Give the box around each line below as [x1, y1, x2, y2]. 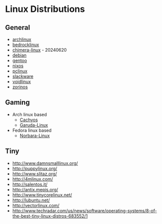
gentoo [12, 58, 27, 63]
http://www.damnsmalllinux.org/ [12, 160, 78, 166]
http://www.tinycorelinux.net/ [12, 192, 72, 198]
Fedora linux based [12, 127, 52, 133]
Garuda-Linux [19, 122, 48, 128]
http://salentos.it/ [12, 181, 48, 187]
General [5, 23, 31, 32]
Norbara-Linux [19, 133, 50, 139]
